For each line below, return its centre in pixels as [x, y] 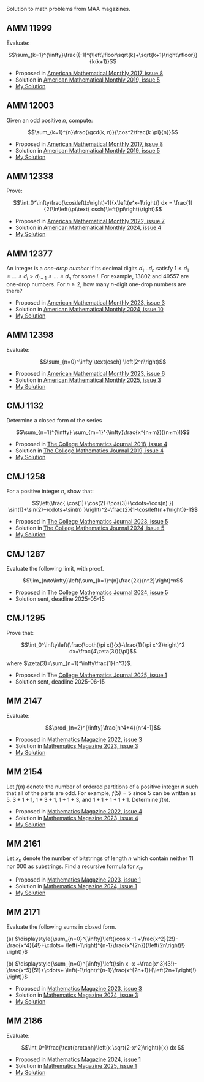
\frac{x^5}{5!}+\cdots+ [35, 970]
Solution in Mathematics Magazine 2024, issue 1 [76, 886]
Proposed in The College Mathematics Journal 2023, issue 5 [92, 522]
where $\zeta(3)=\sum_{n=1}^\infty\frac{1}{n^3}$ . [69, 663]
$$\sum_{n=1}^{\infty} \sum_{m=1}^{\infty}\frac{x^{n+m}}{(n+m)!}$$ [103, 432]
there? [14, 291]
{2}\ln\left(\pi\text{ [67, 209]
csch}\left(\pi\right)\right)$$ [127, 209]
